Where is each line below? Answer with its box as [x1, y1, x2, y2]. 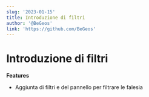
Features [6, 72, 29, 79]
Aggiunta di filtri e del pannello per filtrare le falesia [15, 84, 144, 91]
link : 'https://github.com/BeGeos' [6, 25, 96, 32]
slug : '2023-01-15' [6, 8, 56, 15]
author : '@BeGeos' [6, 20, 53, 26]
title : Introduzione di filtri [6, 15, 85, 21]
